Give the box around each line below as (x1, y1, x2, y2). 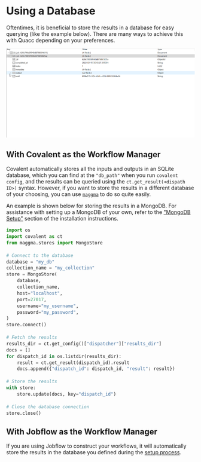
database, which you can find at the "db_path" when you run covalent (6, 172, 178, 179)
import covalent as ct (6, 234, 63, 240)
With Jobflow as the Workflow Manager (6, 426, 157, 437)
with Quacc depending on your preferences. (6, 36, 115, 44)
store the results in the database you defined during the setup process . (6, 449, 181, 456)
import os (6, 227, 31, 234)
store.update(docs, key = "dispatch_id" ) (17, 391, 117, 397)
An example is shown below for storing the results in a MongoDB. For (6, 202, 177, 210)
